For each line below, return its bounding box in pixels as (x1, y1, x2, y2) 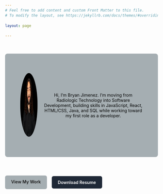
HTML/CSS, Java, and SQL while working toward (44, 108, 142, 113)
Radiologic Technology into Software (56, 97, 130, 103)
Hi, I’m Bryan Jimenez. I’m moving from (54, 92, 132, 98)
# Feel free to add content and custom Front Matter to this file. (5, 8, 145, 13)
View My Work (11, 179, 41, 185)
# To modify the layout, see (5, 13, 64, 18)
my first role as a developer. (65, 113, 121, 119)
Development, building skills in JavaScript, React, (44, 102, 143, 109)
